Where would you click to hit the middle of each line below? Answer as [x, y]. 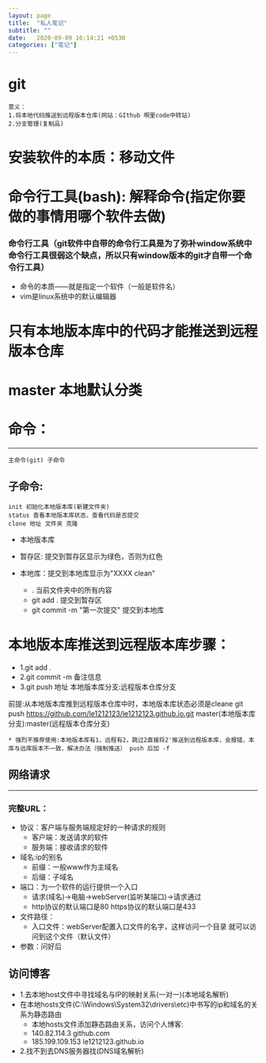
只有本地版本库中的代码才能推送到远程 [133, 331]
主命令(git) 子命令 [37, 460]
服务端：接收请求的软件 [70, 847]
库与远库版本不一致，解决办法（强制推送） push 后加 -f [89, 748]
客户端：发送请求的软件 [70, 837]
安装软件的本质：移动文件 [92, 158]
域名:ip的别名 [41, 857]
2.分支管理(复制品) [36, 124]
